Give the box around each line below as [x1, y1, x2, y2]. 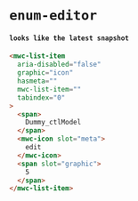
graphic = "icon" [17, 68, 74, 77]
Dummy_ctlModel [25, 118, 82, 127]
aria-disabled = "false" [17, 60, 101, 69]
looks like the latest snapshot [9, 34, 129, 43]
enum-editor [9, 7, 98, 24]
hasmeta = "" [17, 76, 58, 86]
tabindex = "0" [17, 92, 66, 102]
